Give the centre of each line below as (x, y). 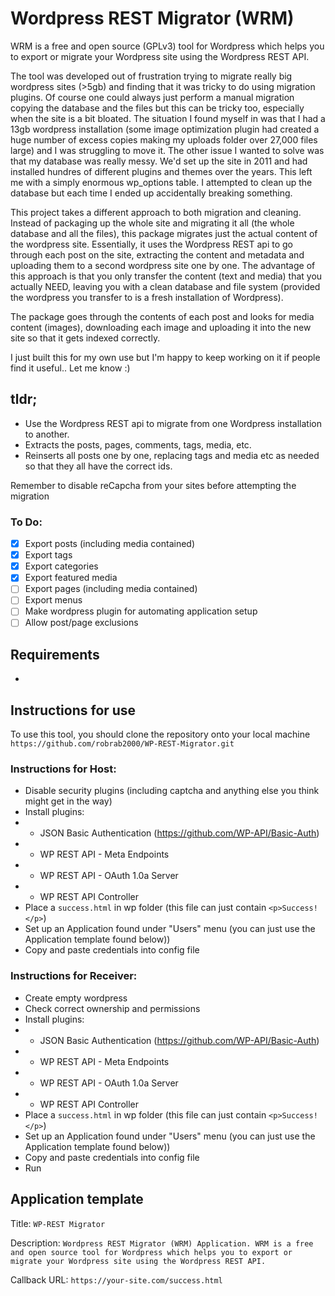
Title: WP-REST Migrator (58, 1223)
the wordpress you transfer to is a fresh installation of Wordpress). (147, 297)
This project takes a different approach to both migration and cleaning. (156, 212)
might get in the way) (68, 801)
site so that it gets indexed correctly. (85, 338)
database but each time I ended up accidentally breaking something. (151, 193)
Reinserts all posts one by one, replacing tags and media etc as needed (172, 455)
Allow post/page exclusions (81, 623)
